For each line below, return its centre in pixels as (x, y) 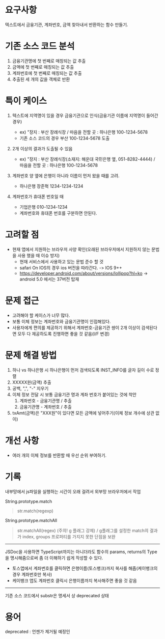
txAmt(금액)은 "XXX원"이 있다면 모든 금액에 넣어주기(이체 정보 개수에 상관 (83, 413)
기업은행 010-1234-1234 (43, 207)
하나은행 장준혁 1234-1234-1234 (51, 186)
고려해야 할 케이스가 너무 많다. (41, 315)
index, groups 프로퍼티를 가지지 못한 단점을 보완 (69, 536)
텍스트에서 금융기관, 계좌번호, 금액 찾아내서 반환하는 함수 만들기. (67, 25)
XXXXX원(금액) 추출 (32, 382)
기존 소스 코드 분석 (40, 46)
